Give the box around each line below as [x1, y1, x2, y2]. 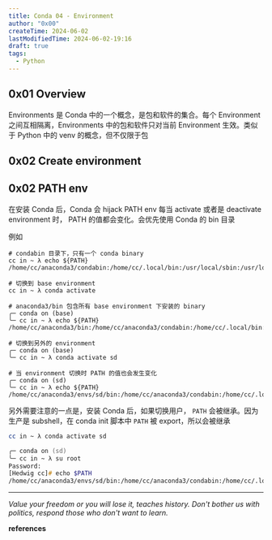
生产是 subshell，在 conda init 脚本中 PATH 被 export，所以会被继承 [8, 416, 231, 426]
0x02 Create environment [8, 154, 142, 168]
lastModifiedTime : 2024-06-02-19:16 [8, 34, 132, 43]
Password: [8, 462, 42, 470]
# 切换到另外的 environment [8, 339, 96, 348]
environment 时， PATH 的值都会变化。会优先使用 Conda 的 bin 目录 [8, 214, 236, 224]
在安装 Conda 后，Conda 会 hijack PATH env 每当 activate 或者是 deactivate [8, 204, 261, 214]
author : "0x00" [8, 19, 60, 28]
